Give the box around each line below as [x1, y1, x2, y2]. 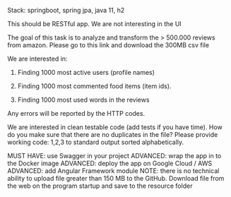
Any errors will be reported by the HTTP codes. [7, 109, 146, 117]
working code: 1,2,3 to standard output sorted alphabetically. [7, 138, 184, 146]
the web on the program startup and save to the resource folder [7, 181, 193, 190]
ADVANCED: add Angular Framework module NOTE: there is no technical [7, 167, 220, 175]
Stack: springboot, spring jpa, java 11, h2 [7, 6, 125, 14]
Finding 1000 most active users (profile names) [17, 68, 155, 76]
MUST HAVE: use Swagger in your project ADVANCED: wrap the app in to [7, 152, 222, 160]
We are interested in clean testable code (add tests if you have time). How [7, 123, 223, 131]
